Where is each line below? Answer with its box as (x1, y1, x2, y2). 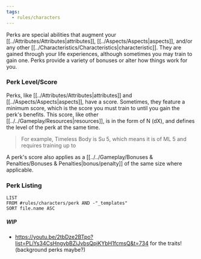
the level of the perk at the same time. (6, 123, 100, 131)
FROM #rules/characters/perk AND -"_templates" (6, 200, 128, 207)
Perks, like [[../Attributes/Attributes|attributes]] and (6, 92, 132, 99)
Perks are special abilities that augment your (6, 31, 117, 38)
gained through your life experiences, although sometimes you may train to (6, 50, 193, 57)
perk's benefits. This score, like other (6, 111, 99, 118)
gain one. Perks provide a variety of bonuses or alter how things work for (6, 57, 188, 64)
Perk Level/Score (6, 78, 58, 86)
